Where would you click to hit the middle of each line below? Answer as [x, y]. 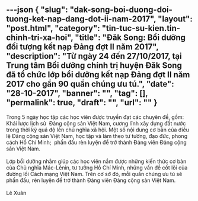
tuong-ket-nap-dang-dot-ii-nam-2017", [81, 19]
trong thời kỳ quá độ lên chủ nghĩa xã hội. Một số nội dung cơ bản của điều [98, 130]
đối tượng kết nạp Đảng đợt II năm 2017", [82, 47]
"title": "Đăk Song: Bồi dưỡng [130, 38]
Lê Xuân [16, 193]
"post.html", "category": [53, 28]
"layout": [175, 19]
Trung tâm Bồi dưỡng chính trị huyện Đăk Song [94, 66]
